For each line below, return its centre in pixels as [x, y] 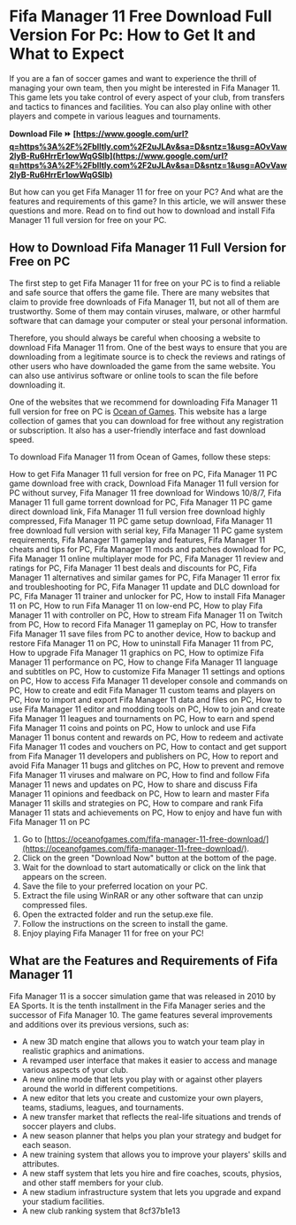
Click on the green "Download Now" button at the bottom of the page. [149, 858]
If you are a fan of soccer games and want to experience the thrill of [133, 78]
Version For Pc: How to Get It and [133, 35]
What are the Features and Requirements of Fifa [144, 961]
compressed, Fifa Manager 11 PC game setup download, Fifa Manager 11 [141, 520]
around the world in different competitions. [100, 1088]
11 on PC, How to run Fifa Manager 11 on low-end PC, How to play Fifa [136, 605]
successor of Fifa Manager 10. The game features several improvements [141, 1014]
